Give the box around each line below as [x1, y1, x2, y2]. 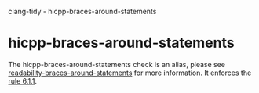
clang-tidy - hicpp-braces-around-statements [8, 7, 157, 16]
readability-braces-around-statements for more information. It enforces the [8, 68, 252, 77]
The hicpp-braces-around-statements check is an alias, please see [8, 59, 226, 69]
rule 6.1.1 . [8, 76, 38, 85]
